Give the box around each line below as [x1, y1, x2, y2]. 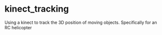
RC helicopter [4, 24, 32, 30]
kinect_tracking [4, 3, 69, 15]
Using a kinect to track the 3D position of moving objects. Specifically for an [4, 19, 157, 25]
